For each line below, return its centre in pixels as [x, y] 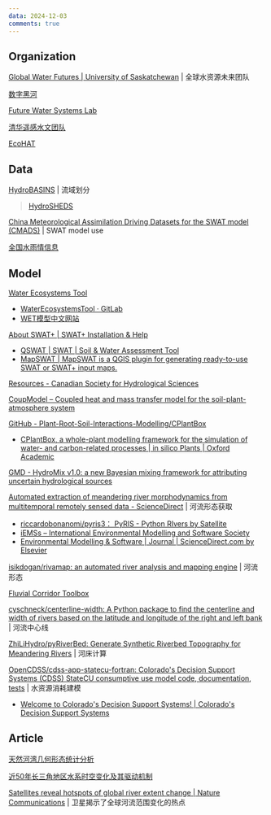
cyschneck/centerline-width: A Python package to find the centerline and [131, 609]
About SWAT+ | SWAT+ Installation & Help [78, 334]
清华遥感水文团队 [37, 128]
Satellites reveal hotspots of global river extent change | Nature [114, 792]
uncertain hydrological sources [60, 481]
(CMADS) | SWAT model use [56, 231]
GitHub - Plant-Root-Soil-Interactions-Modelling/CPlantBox [107, 423]
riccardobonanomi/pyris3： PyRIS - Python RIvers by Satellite [123, 523]
